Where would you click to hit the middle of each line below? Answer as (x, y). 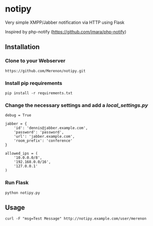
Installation (22, 47)
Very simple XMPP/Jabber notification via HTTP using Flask (65, 22)
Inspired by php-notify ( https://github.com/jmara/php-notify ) (66, 32)
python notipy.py (23, 193)
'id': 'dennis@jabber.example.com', (51, 128)
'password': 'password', (39, 132)
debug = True (18, 115)
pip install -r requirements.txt (39, 93)
